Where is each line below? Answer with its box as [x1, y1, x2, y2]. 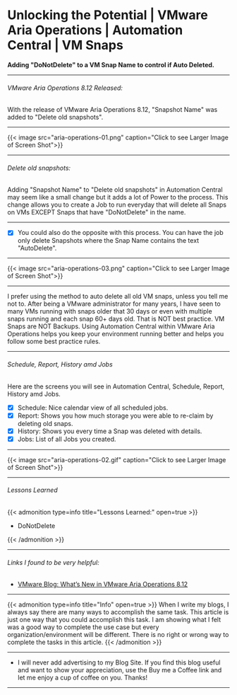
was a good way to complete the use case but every [7, 623, 159, 631]
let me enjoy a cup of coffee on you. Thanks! [17, 673, 148, 682]
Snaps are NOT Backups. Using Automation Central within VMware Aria [7, 322, 215, 331]
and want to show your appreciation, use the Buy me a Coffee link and [17, 666, 222, 674]
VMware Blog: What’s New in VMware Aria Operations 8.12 [17, 580, 188, 589]
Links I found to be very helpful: [7, 558, 100, 566]
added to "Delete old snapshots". [7, 113, 104, 122]
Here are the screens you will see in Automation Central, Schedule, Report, [7, 382, 225, 391]
